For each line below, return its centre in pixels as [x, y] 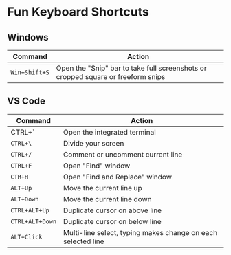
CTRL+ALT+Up [30, 210]
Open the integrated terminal [109, 132]
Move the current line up [102, 188]
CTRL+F [21, 165]
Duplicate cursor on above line [112, 210]
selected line [84, 241]
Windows [28, 37]
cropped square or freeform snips [111, 77]
